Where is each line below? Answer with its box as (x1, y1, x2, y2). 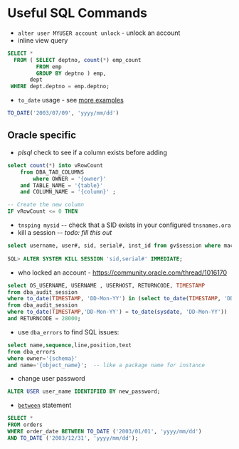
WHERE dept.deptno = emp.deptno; (10, 83, 110, 90)
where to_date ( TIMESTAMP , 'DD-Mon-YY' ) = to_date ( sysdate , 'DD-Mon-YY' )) (7, 308, 228, 316)
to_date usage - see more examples (17, 96, 124, 105)
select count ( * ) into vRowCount (7, 162, 103, 169)
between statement (17, 401, 72, 410)
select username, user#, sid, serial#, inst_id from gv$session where (7, 242, 221, 249)
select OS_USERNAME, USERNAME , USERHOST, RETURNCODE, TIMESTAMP (7, 282, 205, 289)
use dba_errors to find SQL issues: (17, 327, 119, 336)
